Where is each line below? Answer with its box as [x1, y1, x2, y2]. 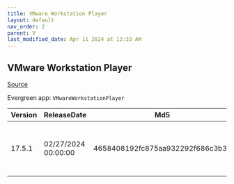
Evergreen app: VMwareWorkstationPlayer [7, 93, 125, 101]
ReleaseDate [44, 110, 87, 119]
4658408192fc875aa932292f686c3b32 [93, 143, 232, 153]
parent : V [7, 29, 36, 37]
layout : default [7, 17, 54, 24]
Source [7, 80, 28, 88]
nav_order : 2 [7, 23, 45, 30]
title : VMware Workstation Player [7, 10, 108, 17]
